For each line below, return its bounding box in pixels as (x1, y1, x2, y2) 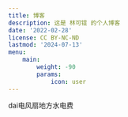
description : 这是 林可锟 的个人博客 (8, 19, 121, 27)
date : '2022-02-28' (8, 26, 73, 34)
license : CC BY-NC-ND (8, 33, 80, 42)
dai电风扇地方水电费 (8, 100, 73, 110)
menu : (8, 48, 26, 56)
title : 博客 (8, 11, 45, 20)
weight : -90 (36, 63, 77, 71)
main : (22, 56, 41, 64)
